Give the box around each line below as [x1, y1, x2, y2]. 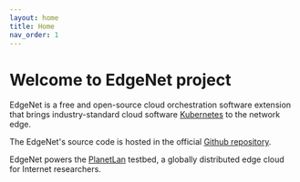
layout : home [9, 13, 59, 23]
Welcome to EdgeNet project [9, 69, 232, 90]
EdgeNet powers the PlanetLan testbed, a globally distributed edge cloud [9, 154, 284, 165]
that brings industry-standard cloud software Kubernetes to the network [9, 109, 281, 120]
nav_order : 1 [9, 30, 59, 39]
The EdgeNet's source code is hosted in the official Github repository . [9, 136, 272, 147]
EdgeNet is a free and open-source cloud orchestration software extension [9, 99, 292, 110]
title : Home [9, 22, 55, 31]
